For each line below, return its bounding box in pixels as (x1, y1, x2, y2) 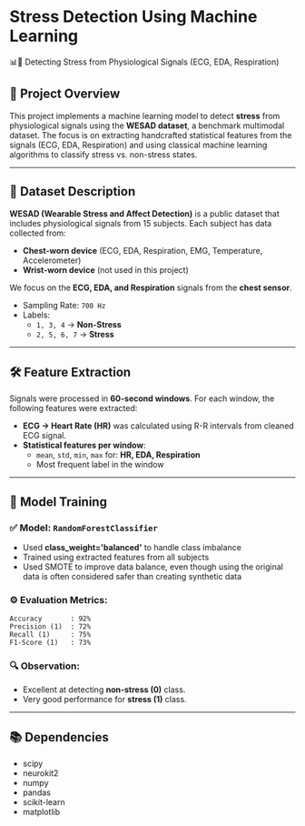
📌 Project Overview (9, 86, 121, 102)
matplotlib (22, 807, 61, 818)
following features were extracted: (9, 403, 138, 414)
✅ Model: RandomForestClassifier (9, 521, 159, 534)
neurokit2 (22, 768, 59, 779)
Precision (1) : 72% (9, 622, 92, 631)
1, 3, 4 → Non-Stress (35, 318, 123, 329)
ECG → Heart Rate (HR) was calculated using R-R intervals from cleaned (22, 420, 295, 431)
